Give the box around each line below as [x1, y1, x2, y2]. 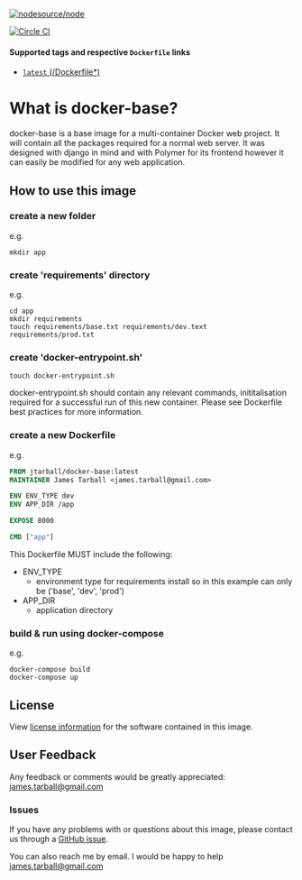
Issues [9, 803, 40, 816]
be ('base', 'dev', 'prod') [35, 585, 124, 596]
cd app [9, 307, 34, 316]
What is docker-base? [9, 98, 178, 119]
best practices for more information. [9, 407, 144, 417]
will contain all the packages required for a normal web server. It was [9, 138, 266, 149]
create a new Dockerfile [9, 429, 116, 442]
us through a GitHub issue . [9, 834, 109, 845]
